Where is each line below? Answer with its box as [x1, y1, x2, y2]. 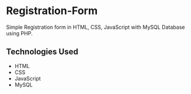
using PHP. [6, 29, 33, 36]
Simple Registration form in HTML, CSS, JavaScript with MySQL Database [6, 23, 185, 31]
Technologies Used [6, 47, 78, 57]
